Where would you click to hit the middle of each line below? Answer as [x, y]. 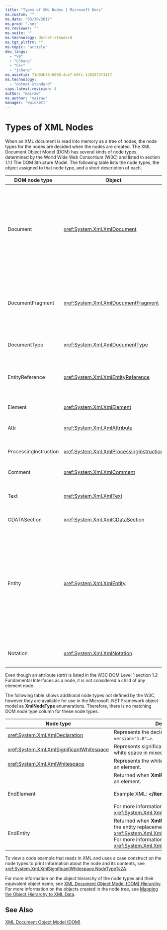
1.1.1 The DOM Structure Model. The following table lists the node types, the [82, 162]
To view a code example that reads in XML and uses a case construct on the [83, 858]
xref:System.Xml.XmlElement [98, 407]
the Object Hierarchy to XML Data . [40, 895]
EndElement [22, 794]
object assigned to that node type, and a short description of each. [74, 168]
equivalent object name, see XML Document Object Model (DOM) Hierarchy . [83, 884]
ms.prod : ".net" [22, 24]
